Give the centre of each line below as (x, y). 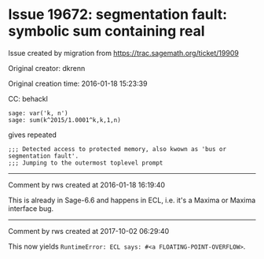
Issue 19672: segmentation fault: (118, 15)
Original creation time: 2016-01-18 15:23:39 (78, 83)
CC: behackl (28, 98)
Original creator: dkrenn (47, 68)
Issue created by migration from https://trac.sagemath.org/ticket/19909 (124, 53)
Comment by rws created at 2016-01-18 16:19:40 (87, 185)
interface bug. (31, 208)
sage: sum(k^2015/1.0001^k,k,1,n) (65, 120)
